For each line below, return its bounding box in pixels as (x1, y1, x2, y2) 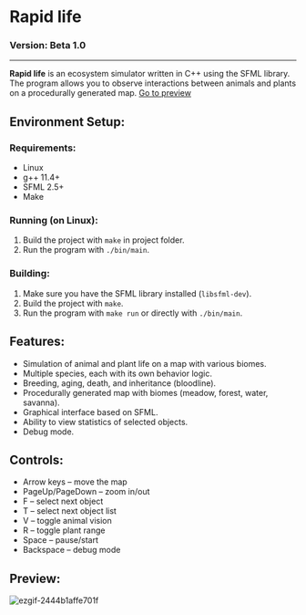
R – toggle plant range (22, 525, 106, 536)
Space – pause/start (22, 535, 98, 546)
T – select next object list (22, 506, 117, 516)
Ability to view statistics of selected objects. (22, 416, 189, 427)
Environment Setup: (9, 114, 126, 130)
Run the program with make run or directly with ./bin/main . (22, 307, 243, 318)
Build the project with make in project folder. (22, 235, 185, 245)
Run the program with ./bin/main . (22, 245, 150, 255)
